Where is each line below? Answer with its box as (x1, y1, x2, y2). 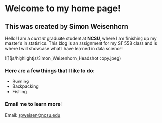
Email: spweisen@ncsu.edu (5, 112, 61, 118)
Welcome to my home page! (5, 3, 121, 14)
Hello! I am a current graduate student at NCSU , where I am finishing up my (5, 35, 157, 41)
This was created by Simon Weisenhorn (5, 22, 128, 31)
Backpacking (12, 83, 39, 89)
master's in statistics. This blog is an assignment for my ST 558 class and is (5, 41, 157, 46)
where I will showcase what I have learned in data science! (5, 46, 123, 51)
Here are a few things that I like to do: (5, 67, 95, 74)
